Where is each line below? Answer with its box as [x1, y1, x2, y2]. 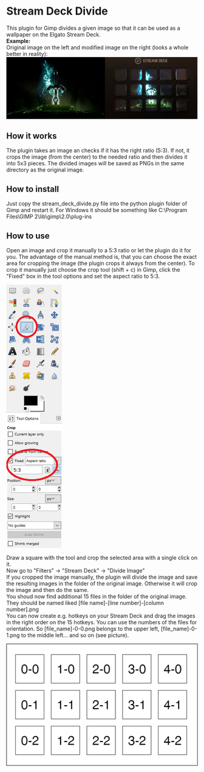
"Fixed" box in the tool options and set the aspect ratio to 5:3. [6, 272, 160, 280]
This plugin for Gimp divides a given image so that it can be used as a [6, 24, 180, 32]
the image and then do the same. [6, 586, 89, 593]
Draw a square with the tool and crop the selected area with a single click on [6, 554, 198, 561]
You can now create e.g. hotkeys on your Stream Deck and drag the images [6, 612, 195, 619]
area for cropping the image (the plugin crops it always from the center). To [6, 260, 195, 267]
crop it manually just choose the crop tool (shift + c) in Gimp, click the [6, 266, 180, 273]
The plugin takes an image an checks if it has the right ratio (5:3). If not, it [6, 147, 190, 154]
